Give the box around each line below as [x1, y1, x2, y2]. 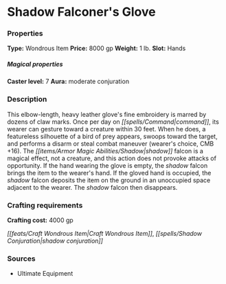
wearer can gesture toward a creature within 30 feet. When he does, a [7, 124, 206, 133]
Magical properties [7, 60, 63, 69]
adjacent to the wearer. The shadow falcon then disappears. [7, 183, 178, 191]
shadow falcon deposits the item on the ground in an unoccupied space [7, 176, 211, 184]
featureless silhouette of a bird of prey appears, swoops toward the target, [7, 132, 218, 140]
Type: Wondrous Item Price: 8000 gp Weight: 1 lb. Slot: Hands [7, 44, 186, 52]
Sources [7, 254, 36, 263]
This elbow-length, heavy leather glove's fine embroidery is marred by [7, 110, 207, 118]
